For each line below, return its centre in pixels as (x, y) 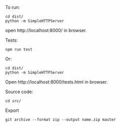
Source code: (19, 92)
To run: (13, 7)
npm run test (19, 50)
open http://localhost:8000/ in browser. (46, 30)
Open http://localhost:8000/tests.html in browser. (56, 82)
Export (12, 110)
